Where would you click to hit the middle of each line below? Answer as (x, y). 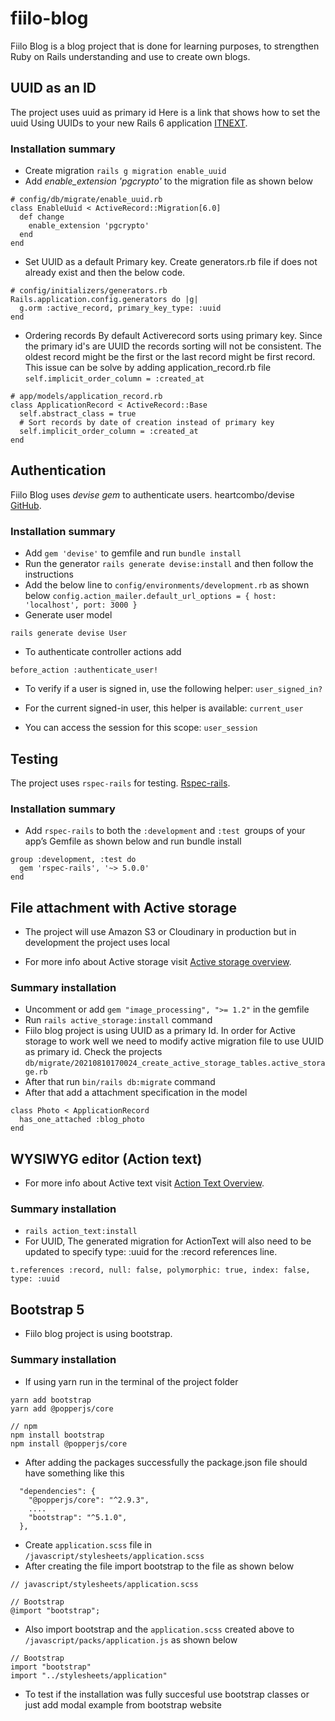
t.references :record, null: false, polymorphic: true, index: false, (160, 1270)
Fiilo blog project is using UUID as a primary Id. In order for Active (160, 1031)
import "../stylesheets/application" (89, 1675)
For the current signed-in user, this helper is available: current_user (164, 708)
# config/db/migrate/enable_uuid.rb (86, 200)
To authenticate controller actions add (103, 652)
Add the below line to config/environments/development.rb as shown (167, 585)
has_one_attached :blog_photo (82, 1120)
